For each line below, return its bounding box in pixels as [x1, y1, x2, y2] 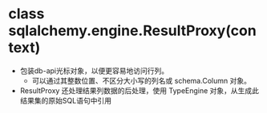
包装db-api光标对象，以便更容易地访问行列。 [19, 65, 169, 76]
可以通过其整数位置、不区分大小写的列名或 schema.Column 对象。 [31, 76, 251, 85]
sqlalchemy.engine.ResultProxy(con [8, 21, 257, 40]
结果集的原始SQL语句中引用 [19, 95, 112, 105]
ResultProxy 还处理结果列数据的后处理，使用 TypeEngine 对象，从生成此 [19, 85, 259, 95]
